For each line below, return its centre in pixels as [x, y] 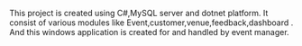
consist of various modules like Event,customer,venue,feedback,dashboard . [151, 23]
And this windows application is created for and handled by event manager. [150, 32]
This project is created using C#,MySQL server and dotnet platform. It [139, 13]
